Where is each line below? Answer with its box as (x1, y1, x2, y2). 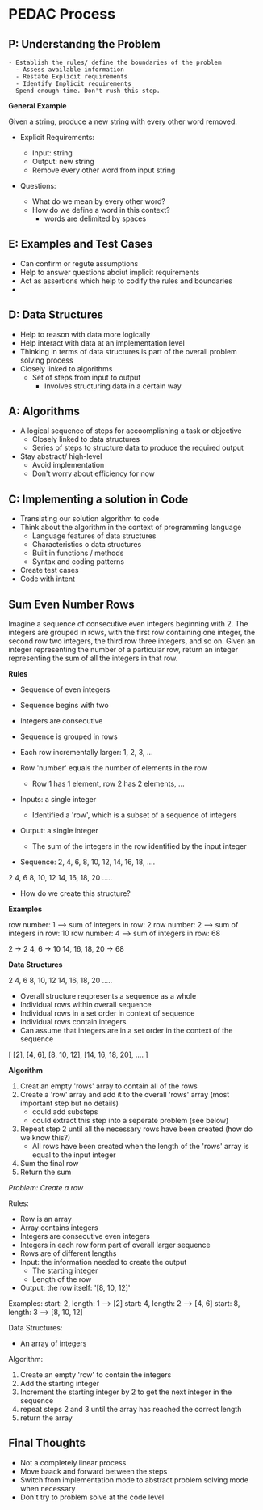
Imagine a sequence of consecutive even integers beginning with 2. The (8, 619, 248, 629)
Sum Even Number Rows (8, 597, 135, 611)
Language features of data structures (31, 531, 157, 541)
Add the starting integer (19, 1379, 99, 1389)
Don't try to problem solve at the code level (19, 1492, 165, 1502)
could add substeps (31, 1107, 98, 1117)
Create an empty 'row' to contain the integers (19, 1370, 172, 1380)
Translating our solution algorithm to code (19, 514, 160, 524)
